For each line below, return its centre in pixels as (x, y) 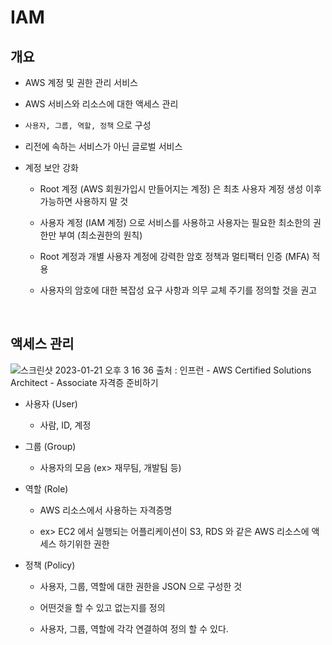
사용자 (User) (51, 403)
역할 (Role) (46, 488)
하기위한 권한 (84, 543)
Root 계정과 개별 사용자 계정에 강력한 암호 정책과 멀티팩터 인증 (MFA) (174, 256)
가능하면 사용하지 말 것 (84, 201)
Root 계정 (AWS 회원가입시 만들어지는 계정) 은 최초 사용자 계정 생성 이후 (180, 189)
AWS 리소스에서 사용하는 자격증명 (106, 510)
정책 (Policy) (50, 565)
